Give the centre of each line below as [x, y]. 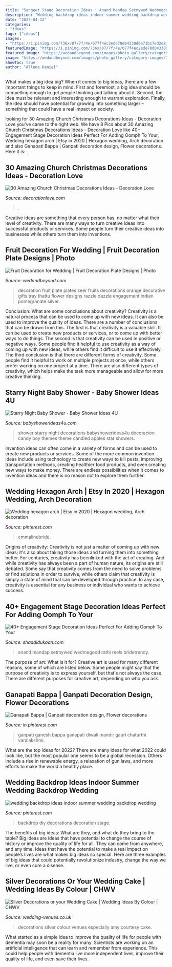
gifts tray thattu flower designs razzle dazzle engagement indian [85, 296]
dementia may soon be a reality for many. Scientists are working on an [79, 942]
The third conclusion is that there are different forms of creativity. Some [81, 354]
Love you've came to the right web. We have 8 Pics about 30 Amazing [79, 124]
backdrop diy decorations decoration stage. [64, 823]
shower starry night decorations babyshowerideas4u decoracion [86, 433]
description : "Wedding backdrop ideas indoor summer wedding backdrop [82, 15]
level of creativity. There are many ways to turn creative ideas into [75, 223]
